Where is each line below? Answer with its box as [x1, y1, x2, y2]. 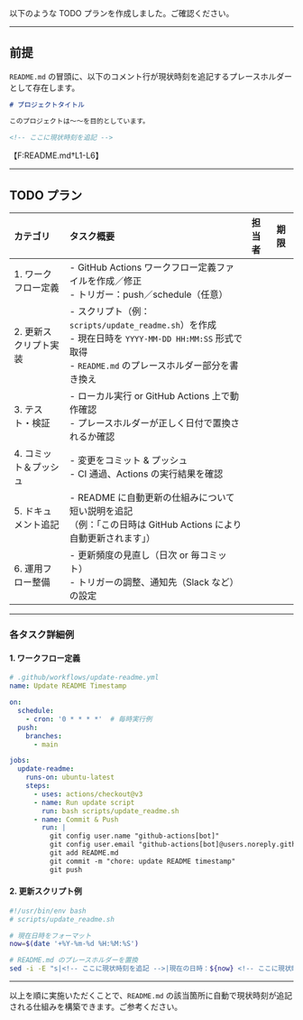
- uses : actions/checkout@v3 [32, 789, 143, 799]
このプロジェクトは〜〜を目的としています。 [9, 116, 151, 125]
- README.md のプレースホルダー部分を [69, 359, 230, 372]
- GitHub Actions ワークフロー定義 [69, 261, 216, 274]
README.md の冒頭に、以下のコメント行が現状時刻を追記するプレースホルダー [9, 70, 293, 81]
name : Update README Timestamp [9, 682, 127, 691]
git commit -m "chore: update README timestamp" [49, 857, 236, 866]
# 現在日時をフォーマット [9, 931, 92, 941]
